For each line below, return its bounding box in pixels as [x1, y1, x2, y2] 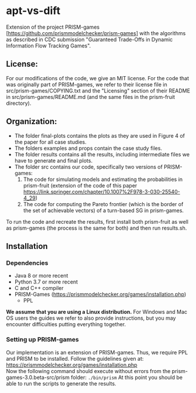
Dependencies [6, 259, 49, 267]
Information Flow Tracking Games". [6, 42, 91, 49]
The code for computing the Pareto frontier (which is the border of [23, 200, 184, 207]
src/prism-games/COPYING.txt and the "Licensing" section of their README [6, 87, 190, 94]
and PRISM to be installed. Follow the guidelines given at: [6, 355, 144, 362]
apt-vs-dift [6, 4, 60, 18]
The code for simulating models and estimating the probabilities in [23, 176, 183, 183]
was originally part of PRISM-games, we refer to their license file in [6, 81, 168, 88]
